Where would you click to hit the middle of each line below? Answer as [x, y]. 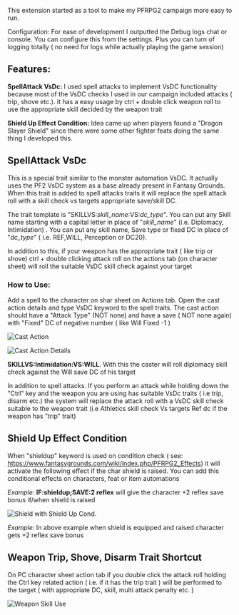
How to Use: [29, 285]
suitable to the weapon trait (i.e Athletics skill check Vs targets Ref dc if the [118, 408]
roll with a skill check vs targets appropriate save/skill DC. [92, 200]
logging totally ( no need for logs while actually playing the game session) [116, 47]
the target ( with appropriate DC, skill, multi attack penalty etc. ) [101, 590]
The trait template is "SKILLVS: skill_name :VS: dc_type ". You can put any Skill [119, 214]
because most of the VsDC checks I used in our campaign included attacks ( [120, 94]
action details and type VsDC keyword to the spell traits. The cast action [113, 307]
